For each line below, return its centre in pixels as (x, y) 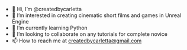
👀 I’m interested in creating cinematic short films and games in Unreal (96, 15)
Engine (20, 21)
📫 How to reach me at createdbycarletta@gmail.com (77, 41)
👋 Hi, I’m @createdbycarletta (46, 9)
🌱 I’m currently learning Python (49, 28)
